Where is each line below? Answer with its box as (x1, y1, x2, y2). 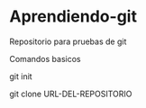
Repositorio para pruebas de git (9, 36, 127, 47)
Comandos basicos (9, 53, 81, 64)
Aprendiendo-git (9, 6, 138, 27)
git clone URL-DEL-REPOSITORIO (9, 88, 132, 99)
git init (9, 70, 33, 82)
